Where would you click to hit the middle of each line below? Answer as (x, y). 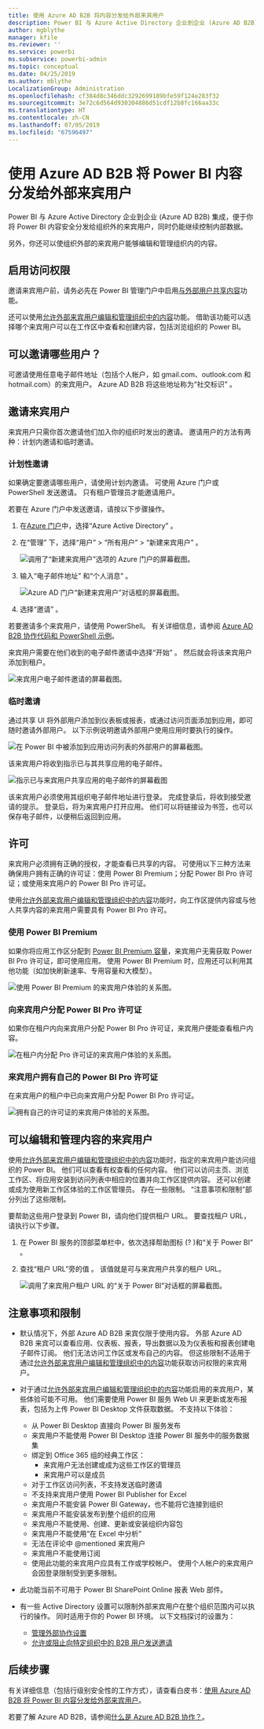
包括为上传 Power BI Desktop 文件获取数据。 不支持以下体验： (134, 1408)
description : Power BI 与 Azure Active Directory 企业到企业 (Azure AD (125, 23)
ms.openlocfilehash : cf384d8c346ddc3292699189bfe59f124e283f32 (114, 96)
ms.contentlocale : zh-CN (49, 118)
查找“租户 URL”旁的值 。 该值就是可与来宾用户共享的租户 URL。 (123, 1269)
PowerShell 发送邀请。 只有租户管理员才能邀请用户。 (93, 493)
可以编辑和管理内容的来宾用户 (81, 1139)
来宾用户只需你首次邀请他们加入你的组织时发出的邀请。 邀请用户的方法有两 (130, 432)
